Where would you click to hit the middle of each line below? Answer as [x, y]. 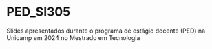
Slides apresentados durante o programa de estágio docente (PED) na [106, 31]
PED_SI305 [39, 12]
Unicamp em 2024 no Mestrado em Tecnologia [73, 37]
